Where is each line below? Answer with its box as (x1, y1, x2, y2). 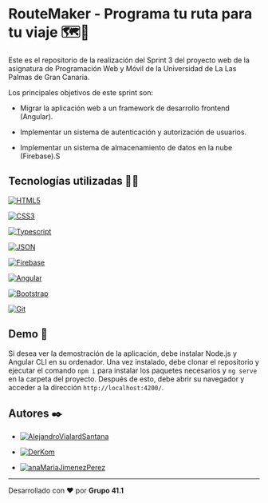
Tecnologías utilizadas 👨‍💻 (8, 174, 140, 188)
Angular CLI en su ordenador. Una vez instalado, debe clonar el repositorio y (8, 357, 259, 366)
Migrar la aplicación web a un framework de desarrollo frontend (19, 103, 230, 113)
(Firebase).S (19, 151, 61, 161)
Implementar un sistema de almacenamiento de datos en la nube (19, 142, 233, 152)
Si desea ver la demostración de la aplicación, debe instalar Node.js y (8, 349, 237, 358)
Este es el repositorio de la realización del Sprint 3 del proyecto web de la (8, 55, 250, 65)
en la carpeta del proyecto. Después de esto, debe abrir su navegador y (8, 373, 245, 384)
